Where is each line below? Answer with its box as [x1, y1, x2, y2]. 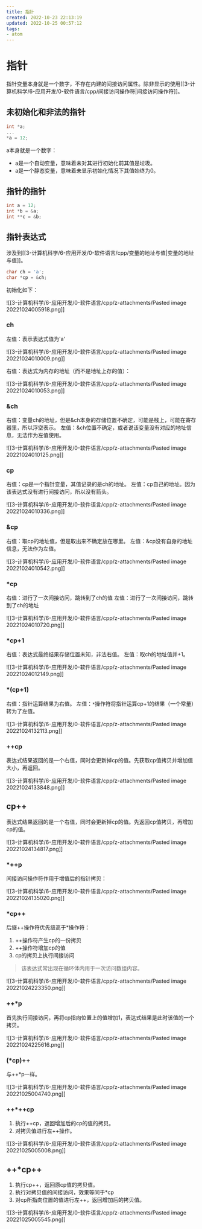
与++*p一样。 [6, 1070, 41, 1077]
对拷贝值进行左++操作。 [14, 1127, 75, 1135]
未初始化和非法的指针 [6, 107, 86, 118]
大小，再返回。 [6, 764, 43, 771]
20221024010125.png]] [6, 451, 64, 459]
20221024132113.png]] [6, 727, 63, 734]
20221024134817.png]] [6, 845, 63, 852]
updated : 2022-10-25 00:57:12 [6, 20, 83, 26]
